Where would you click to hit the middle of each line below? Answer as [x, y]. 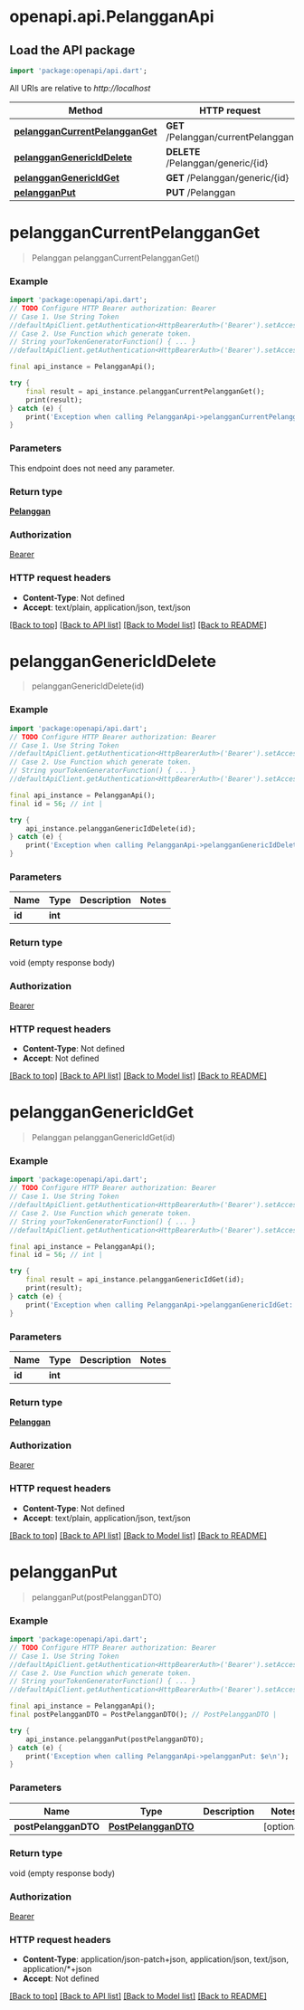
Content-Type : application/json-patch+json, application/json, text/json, [156, 1959]
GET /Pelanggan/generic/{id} [228, 177]
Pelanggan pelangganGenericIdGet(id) [103, 1138]
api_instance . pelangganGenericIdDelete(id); [111, 829]
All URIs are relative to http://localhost [80, 88]
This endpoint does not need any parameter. [92, 468]
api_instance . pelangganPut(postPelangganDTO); [115, 1739]
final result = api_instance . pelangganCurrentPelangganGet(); [145, 391]
